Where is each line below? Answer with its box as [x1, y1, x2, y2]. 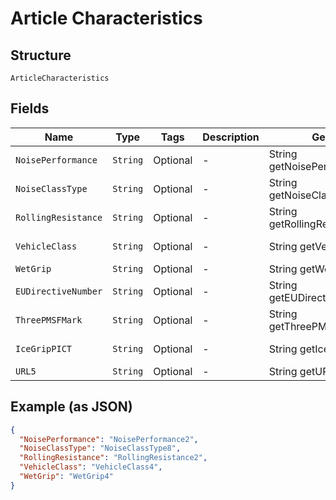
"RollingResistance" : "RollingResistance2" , [19, 453, 208, 463]
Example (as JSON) [10, 398, 133, 416]
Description [202, 130, 260, 144]
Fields [10, 100, 50, 117]
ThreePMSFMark [15, 314, 83, 326]
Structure [10, 47, 72, 64]
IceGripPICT [15, 343, 73, 354]
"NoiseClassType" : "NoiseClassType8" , [19, 443, 182, 454]
